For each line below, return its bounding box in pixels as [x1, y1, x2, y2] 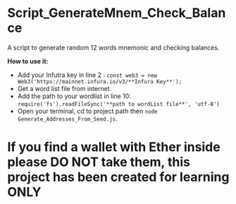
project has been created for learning [7, 169, 230, 185]
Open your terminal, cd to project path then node [17, 107, 158, 115]
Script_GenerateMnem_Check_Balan [7, 5, 226, 21]
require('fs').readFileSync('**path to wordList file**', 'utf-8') [17, 100, 220, 107]
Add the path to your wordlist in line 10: [17, 92, 132, 100]
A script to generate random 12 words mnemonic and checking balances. [7, 43, 220, 52]
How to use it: [7, 56, 49, 65]
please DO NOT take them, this [7, 154, 190, 170]
